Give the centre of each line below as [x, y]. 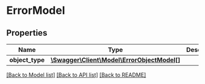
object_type [27, 60]
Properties [27, 33]
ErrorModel [36, 11]
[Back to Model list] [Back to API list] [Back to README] [76, 75]
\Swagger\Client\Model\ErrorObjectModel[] [116, 60]
